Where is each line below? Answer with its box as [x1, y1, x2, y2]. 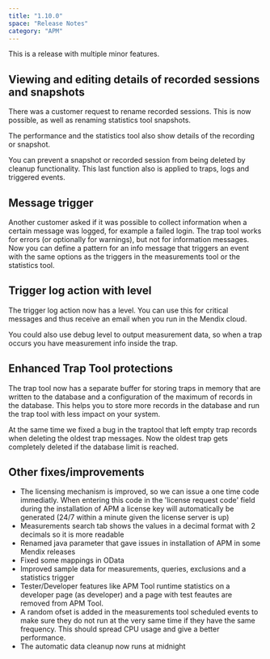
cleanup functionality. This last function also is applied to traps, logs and [8, 164, 250, 174]
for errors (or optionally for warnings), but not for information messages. [8, 235, 250, 244]
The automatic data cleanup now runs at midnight [19, 641, 186, 652]
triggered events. [8, 172, 66, 182]
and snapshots [8, 85, 85, 99]
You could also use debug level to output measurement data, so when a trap [8, 329, 263, 339]
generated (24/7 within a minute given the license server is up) [19, 512, 230, 522]
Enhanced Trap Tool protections [8, 362, 174, 376]
